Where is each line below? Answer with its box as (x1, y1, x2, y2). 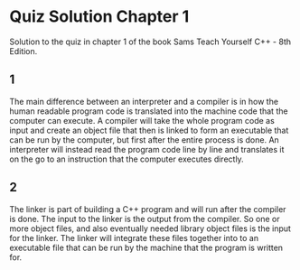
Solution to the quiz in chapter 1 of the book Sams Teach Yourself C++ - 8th (9, 36, 292, 47)
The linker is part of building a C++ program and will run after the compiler (9, 203, 286, 214)
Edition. (9, 45, 38, 56)
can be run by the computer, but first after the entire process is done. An (9, 134, 280, 145)
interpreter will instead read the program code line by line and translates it (9, 144, 285, 154)
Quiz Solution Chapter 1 (9, 6, 190, 27)
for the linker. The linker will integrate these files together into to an (9, 232, 259, 243)
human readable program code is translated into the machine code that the (9, 106, 288, 116)
